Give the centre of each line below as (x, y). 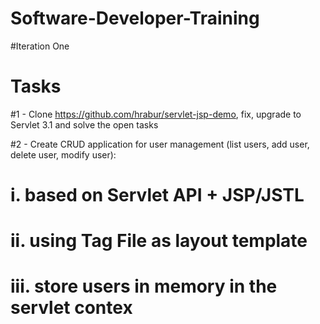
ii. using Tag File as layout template (159, 241)
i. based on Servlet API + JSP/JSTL (157, 195)
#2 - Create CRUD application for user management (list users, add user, (160, 144)
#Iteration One (40, 46)
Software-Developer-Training (135, 18)
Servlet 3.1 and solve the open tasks (84, 124)
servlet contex (71, 308)
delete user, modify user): (63, 154)
